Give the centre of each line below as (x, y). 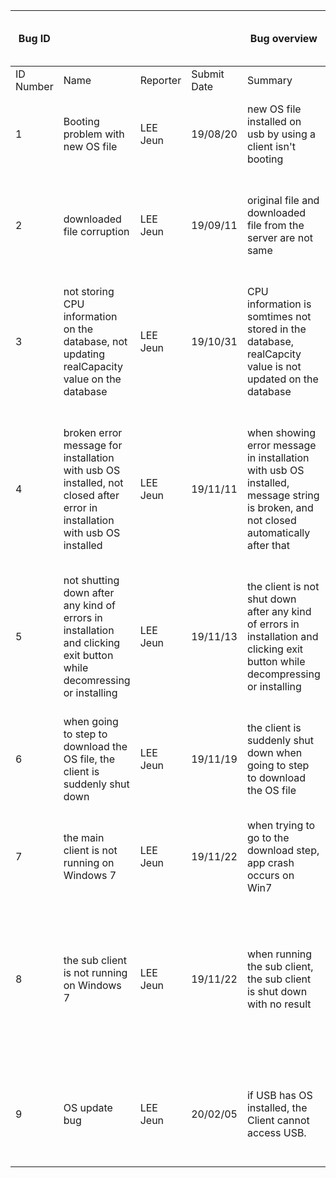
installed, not (93, 482)
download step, (283, 850)
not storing (89, 291)
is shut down (277, 991)
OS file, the (89, 759)
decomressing (97, 680)
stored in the (276, 329)
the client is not (283, 586)
